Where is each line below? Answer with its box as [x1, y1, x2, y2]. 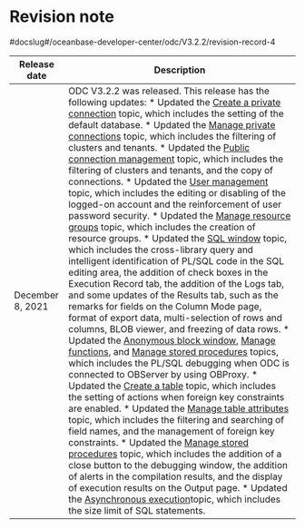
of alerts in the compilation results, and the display [67, 470, 283, 483]
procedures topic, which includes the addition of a [67, 447, 282, 460]
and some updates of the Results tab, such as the [67, 289, 279, 301]
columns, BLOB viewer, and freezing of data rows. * [67, 322, 290, 335]
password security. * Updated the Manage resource [67, 209, 291, 221]
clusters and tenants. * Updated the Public [67, 141, 251, 153]
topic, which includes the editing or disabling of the [67, 186, 286, 199]
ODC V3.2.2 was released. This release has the [67, 84, 271, 97]
